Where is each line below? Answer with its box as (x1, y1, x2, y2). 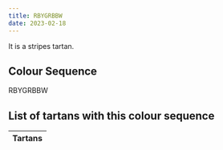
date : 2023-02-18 (8, 19, 67, 27)
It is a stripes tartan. (8, 41, 75, 51)
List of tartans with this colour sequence (8, 109, 215, 123)
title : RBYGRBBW (8, 11, 63, 20)
